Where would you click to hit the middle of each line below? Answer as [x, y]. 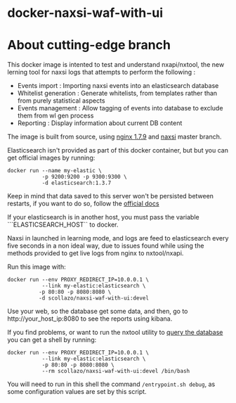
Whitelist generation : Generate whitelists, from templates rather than [117, 94]
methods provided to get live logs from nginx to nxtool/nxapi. [96, 253]
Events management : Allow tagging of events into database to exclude [120, 108]
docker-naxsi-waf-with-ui [85, 13]
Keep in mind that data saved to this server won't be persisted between [111, 196]
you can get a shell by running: [52, 340]
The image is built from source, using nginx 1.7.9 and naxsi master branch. [114, 137]
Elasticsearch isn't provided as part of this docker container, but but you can [118, 151]
